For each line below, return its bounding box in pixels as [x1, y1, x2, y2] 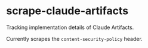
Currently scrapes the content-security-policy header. [6, 35, 143, 42]
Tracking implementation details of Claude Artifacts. [6, 24, 134, 31]
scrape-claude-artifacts [6, 4, 129, 18]
